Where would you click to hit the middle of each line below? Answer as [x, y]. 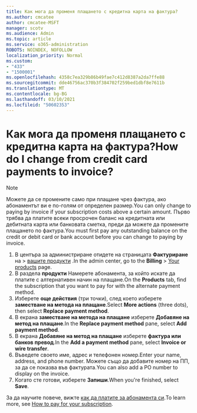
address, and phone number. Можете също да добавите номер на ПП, [102, 361]
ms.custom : [19, 61]
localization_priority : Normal [45, 55]
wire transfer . [32, 349]
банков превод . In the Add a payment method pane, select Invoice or [100, 342]
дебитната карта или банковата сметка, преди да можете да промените [97, 224]
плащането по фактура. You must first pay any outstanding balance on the [97, 231]
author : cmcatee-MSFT [33, 22]
